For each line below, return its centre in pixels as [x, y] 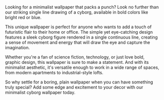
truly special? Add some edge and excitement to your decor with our [74, 87]
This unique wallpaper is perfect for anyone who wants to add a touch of [78, 27]
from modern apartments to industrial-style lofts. [54, 72]
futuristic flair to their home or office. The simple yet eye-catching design [79, 32]
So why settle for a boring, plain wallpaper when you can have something [79, 82]
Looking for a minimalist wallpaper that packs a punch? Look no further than [82, 7]
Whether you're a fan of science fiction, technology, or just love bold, [75, 57]
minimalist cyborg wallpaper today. [40, 92]
